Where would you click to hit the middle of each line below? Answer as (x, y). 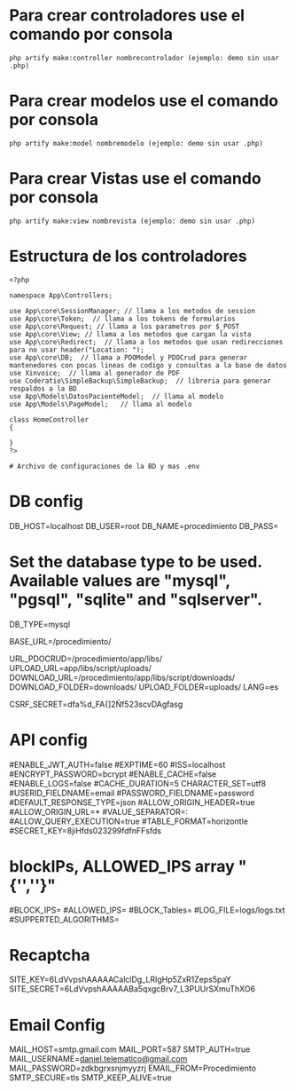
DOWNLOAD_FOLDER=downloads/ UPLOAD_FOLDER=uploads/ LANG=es (144, 687)
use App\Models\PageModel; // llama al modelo (101, 404)
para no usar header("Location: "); (77, 350)
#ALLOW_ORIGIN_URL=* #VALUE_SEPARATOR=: (99, 811)
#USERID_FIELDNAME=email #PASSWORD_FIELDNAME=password (132, 793)
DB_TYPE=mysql (40, 624)
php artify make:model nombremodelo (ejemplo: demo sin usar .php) (136, 143)
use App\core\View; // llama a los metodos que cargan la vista (130, 334)
